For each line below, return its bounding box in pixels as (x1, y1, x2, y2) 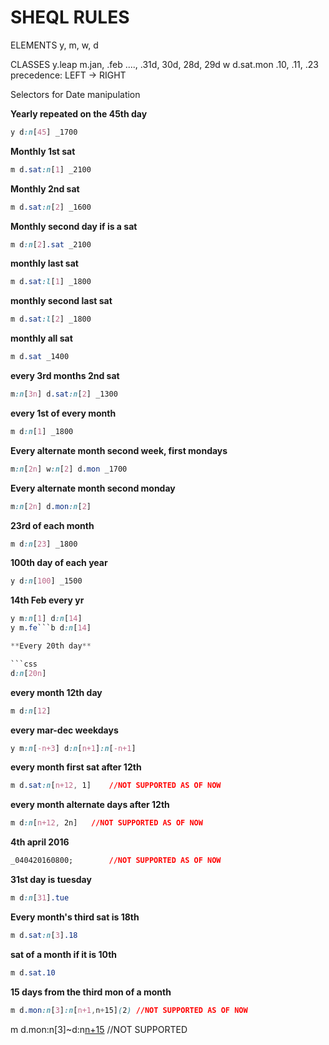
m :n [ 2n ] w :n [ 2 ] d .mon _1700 (10, 464, 128, 474)
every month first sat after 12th (10, 761, 142, 773)
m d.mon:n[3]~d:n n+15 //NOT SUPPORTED (10, 1023, 188, 1035)
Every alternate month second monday (10, 482, 176, 494)
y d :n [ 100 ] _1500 (10, 576, 83, 586)
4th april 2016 (10, 836, 70, 848)
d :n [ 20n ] (10, 668, 47, 678)
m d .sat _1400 (10, 352, 70, 362)
